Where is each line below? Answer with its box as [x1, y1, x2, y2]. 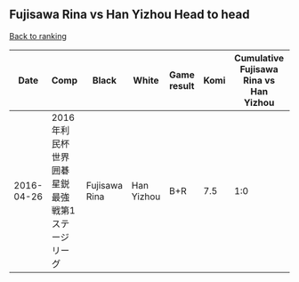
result [168, 79, 195, 92]
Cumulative [234, 52, 285, 64]
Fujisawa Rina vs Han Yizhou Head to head [9, 7, 250, 22]
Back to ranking [9, 30, 67, 41]
